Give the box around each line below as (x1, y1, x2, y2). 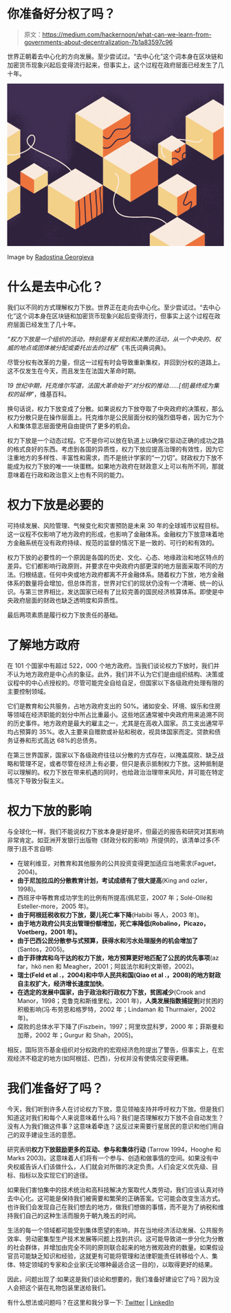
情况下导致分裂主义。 (7, 776, 67, 784)
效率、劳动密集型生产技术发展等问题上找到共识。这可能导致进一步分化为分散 (7, 1235, 224, 1243)
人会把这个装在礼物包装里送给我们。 (7, 1283, 110, 1292)
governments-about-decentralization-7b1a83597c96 (23, 38, 173, 46)
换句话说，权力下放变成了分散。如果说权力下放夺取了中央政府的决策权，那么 (7, 404, 224, 412)
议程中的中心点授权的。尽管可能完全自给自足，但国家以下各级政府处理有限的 (7, 678, 224, 687)
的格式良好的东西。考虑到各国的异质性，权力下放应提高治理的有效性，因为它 (7, 445, 224, 453)
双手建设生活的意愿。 (19, 1130, 80, 1138)
